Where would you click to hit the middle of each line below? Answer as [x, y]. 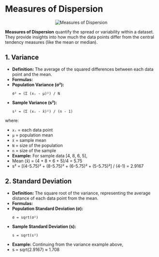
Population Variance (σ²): [38, 85]
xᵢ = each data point [32, 130]
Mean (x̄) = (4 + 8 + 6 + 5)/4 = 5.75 [47, 161]
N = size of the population [37, 145]
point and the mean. [32, 74]
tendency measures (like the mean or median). [51, 42]
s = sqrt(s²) [25, 235]
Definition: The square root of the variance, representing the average [81, 193]
